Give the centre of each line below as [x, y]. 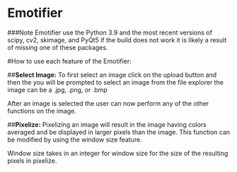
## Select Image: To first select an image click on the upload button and [112, 75]
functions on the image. [42, 111]
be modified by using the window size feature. [75, 140]
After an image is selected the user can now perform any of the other [108, 103]
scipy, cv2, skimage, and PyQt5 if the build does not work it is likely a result [117, 39]
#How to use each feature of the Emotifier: [70, 61]
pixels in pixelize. [32, 161]
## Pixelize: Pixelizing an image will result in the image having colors [107, 124]
